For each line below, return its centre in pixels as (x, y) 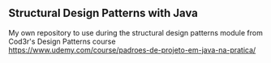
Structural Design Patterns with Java (103, 13)
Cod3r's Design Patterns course (62, 41)
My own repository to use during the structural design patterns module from (136, 32)
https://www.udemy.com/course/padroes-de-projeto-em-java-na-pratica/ (132, 50)
